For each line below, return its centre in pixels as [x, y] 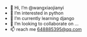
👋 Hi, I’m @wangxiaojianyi [37, 8]
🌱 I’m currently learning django [42, 18]
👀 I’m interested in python [37, 13]
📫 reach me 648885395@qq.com [46, 29]
